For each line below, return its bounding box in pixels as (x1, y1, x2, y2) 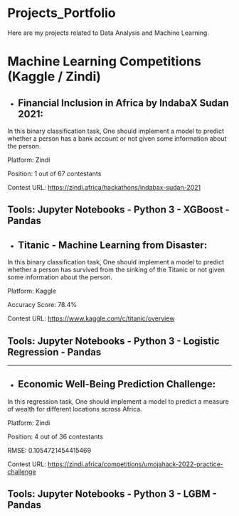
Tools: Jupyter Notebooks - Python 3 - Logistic (7, 335, 220, 347)
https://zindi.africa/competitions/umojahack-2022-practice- (47, 460, 224, 468)
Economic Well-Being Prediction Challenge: (17, 378, 216, 390)
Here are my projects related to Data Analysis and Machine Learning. (7, 28, 210, 37)
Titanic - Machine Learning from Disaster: (17, 239, 208, 251)
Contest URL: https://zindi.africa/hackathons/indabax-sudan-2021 (7, 183, 201, 191)
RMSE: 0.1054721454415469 (7, 446, 91, 454)
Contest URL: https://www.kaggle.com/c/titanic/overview (7, 314, 175, 323)
